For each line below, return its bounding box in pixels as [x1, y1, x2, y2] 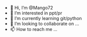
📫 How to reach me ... [10, 26, 57, 32]
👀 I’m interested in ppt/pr [10, 10, 63, 16]
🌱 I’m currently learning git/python [10, 15, 82, 21]
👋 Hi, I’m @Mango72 [10, 5, 53, 10]
